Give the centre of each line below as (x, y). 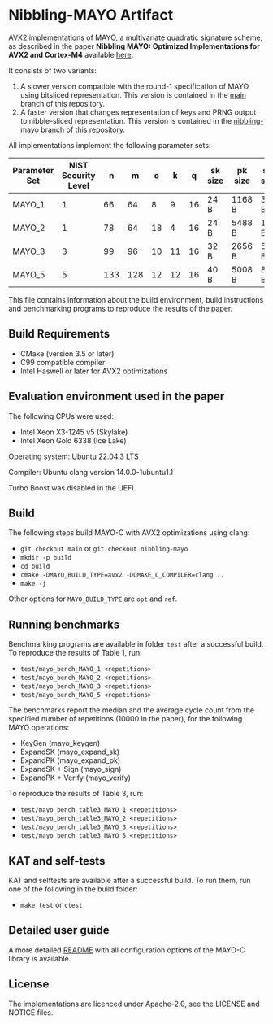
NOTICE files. (31, 1012)
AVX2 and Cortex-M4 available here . (71, 54)
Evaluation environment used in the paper (117, 397)
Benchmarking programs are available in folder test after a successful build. (136, 644)
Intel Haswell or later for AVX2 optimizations (94, 371)
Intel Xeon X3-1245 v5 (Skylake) (74, 432)
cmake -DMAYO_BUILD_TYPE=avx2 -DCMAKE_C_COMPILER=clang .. (122, 575)
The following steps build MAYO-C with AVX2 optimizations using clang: (129, 533)
